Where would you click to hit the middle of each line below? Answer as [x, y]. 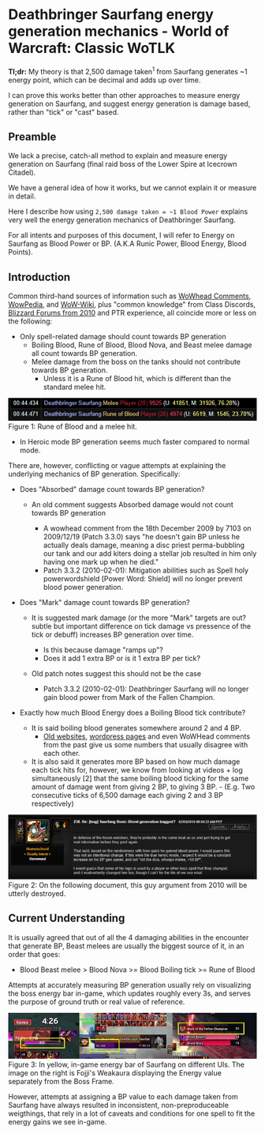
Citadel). [22, 172]
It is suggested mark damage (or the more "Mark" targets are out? [139, 618]
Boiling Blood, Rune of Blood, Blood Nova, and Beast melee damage [142, 345]
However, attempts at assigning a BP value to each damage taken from [123, 1096]
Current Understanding [67, 919]
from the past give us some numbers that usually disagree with [146, 745]
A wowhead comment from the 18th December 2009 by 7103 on [147, 528]
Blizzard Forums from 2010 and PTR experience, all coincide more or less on [132, 313]
